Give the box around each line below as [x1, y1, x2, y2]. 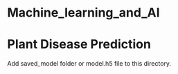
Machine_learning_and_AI [7, 5, 161, 21]
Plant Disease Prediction [7, 37, 151, 53]
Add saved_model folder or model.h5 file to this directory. [7, 59, 172, 68]
